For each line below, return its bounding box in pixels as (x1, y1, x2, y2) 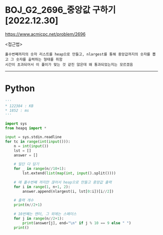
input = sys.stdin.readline (5, 135, 62, 140)
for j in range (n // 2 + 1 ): (14, 216, 64, 221)
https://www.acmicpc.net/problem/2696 (5, 31, 86, 37)
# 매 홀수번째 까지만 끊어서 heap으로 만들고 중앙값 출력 (14, 180, 112, 185)
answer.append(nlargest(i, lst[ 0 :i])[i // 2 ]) (22, 189, 114, 194)
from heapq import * (5, 126, 47, 131)
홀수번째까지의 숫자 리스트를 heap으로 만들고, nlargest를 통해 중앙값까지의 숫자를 (5, 52, 150, 56)
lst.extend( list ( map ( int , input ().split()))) (22, 171, 116, 176)
